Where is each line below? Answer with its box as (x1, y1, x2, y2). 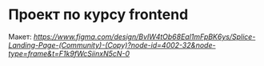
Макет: (8, 32, 32, 41)
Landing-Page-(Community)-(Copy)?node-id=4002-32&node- (8, 40, 216, 49)
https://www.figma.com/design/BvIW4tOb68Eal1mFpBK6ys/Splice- (33, 32, 256, 41)
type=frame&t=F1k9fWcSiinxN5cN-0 (8, 49, 130, 58)
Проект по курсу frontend (8, 6, 189, 24)
